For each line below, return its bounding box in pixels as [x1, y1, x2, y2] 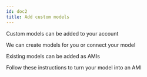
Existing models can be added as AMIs [6, 52, 100, 60]
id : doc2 [6, 8, 28, 15]
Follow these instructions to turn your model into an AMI [6, 64, 142, 71]
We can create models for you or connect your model [6, 41, 136, 48]
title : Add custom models [6, 14, 69, 20]
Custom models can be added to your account [6, 30, 119, 37]
